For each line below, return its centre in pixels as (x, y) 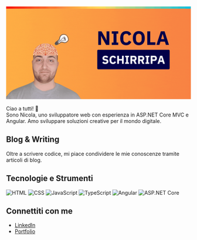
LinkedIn (25, 225)
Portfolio (25, 231)
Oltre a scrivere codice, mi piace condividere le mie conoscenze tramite (93, 154)
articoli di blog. (24, 160)
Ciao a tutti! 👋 (23, 109)
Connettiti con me (40, 211)
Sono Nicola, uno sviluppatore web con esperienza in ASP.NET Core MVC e (97, 115)
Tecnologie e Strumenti (50, 179)
